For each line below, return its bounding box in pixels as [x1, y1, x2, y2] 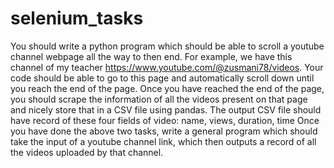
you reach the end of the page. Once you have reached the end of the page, [10, 82, 325, 94]
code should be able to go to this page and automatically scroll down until [10, 72, 315, 84]
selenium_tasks [10, 7, 144, 30]
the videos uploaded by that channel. [10, 146, 164, 158]
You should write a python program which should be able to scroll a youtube [10, 40, 325, 52]
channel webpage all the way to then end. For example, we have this [10, 50, 293, 62]
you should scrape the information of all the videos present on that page [10, 93, 308, 105]
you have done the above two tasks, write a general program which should [10, 125, 318, 137]
